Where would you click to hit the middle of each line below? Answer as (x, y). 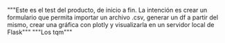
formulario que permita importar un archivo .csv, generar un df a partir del (113, 17)
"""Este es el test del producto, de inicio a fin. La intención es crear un (107, 10)
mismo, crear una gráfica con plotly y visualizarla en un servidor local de (111, 25)
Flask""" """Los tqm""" (40, 32)
